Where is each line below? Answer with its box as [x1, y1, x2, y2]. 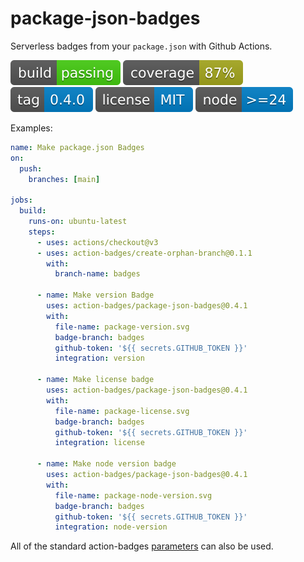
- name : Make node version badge [36, 459, 177, 469]
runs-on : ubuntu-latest [28, 217, 128, 227]
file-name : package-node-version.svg [54, 490, 213, 501]
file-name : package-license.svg [54, 406, 190, 416]
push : [19, 163, 43, 174]
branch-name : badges [54, 269, 141, 279]
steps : [28, 227, 56, 237]
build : [19, 206, 47, 216]
